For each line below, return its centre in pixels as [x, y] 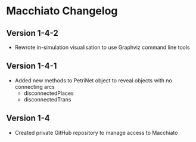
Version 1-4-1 [32, 66]
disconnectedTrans [47, 99]
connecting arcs [35, 87]
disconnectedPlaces [49, 93]
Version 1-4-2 [32, 33]
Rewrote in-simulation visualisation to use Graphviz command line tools [102, 47]
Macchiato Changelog [62, 11]
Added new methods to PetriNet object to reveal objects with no [94, 80]
